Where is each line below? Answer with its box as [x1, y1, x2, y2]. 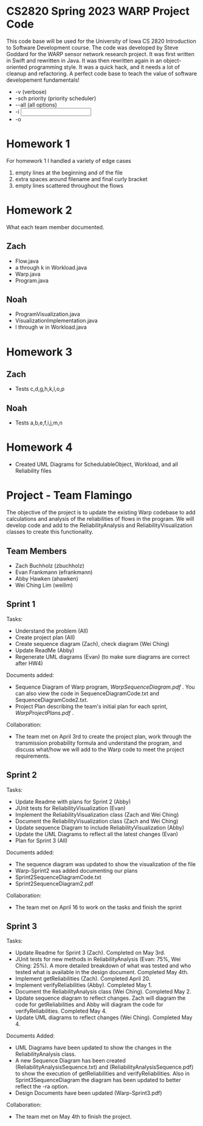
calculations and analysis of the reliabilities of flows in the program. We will [6, 515, 194, 523]
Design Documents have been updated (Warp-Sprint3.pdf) [15, 1089, 162, 1097]
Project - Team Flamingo [6, 489, 132, 503]
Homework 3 [6, 345, 73, 359]
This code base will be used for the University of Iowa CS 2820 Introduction [6, 37, 196, 45]
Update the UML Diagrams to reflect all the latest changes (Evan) [15, 830, 178, 837]
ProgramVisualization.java [15, 310, 80, 318]
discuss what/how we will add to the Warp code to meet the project [15, 745, 184, 753]
